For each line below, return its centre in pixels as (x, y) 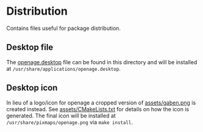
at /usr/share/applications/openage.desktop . (63, 68)
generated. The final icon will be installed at (61, 116)
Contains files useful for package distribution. (63, 28)
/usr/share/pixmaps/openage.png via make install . (69, 122)
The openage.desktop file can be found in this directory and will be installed (102, 62)
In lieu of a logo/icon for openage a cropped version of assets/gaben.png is (101, 103)
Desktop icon (32, 88)
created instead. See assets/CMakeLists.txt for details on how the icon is (98, 109)
